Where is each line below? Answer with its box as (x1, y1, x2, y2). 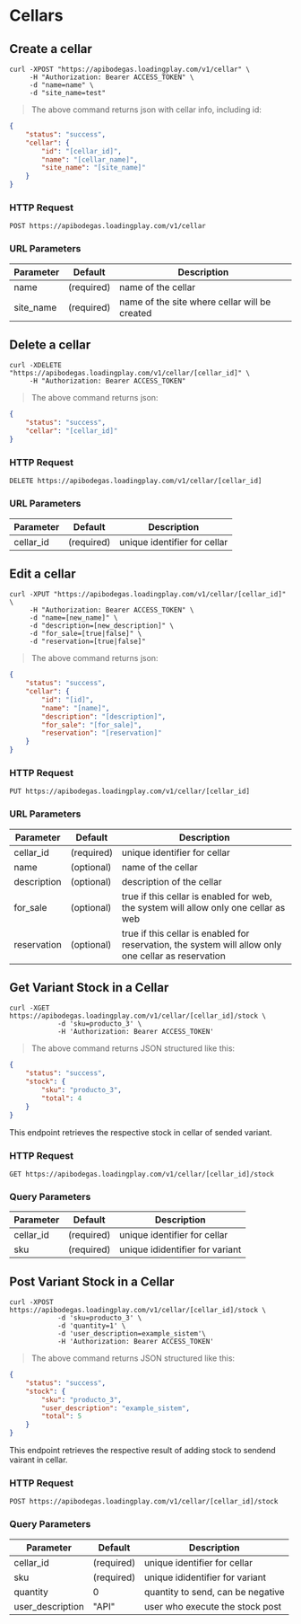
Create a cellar (9, 41, 92, 57)
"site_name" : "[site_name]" (41, 163, 146, 172)
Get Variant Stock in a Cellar (9, 980, 169, 995)
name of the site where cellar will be (119, 296, 271, 308)
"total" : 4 (41, 1093, 82, 1103)
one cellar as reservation (121, 949, 226, 962)
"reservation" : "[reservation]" (41, 728, 163, 737)
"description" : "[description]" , (41, 711, 167, 721)
